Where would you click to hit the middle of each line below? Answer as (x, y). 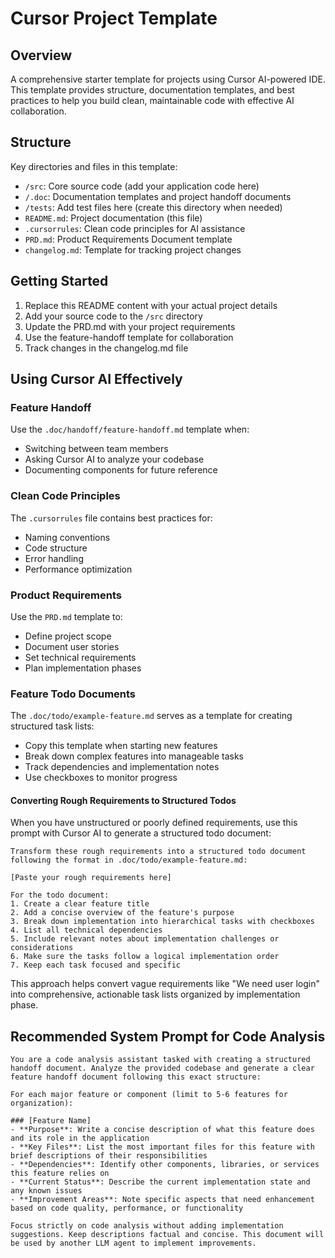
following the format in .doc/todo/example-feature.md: (129, 860)
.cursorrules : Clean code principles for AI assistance (135, 228)
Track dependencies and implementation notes (122, 767)
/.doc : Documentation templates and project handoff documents (158, 196)
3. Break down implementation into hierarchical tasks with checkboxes (162, 922)
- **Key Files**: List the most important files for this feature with (162, 1147)
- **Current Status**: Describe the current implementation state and (160, 1182)
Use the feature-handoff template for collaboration (129, 337)
